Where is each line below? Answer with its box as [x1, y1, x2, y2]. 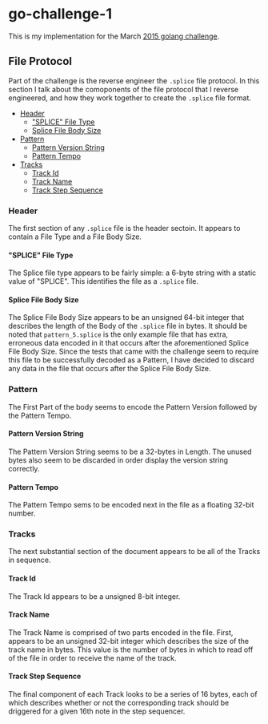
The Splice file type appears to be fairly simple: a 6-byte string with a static [8, 268, 257, 277]
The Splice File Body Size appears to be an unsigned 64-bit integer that [8, 313, 245, 322]
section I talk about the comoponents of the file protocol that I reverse [8, 84, 238, 94]
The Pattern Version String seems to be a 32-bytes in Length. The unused [8, 447, 252, 456]
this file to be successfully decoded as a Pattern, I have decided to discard [8, 355, 254, 365]
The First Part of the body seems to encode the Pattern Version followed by [8, 402, 258, 411]
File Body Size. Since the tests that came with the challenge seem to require [8, 346, 259, 357]
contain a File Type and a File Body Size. [8, 232, 142, 241]
